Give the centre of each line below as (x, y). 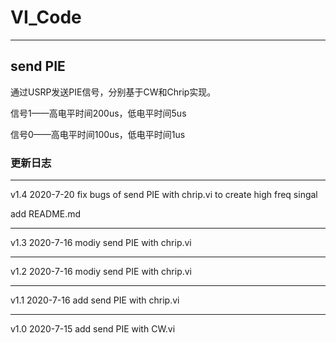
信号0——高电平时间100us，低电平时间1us (98, 134)
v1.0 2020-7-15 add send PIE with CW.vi (93, 329)
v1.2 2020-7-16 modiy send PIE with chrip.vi (101, 272)
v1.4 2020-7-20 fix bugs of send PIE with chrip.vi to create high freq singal (164, 195)
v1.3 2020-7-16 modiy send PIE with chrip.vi (101, 243)
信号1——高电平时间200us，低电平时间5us (98, 113)
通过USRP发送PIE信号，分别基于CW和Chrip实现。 (113, 92)
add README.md (46, 214)
